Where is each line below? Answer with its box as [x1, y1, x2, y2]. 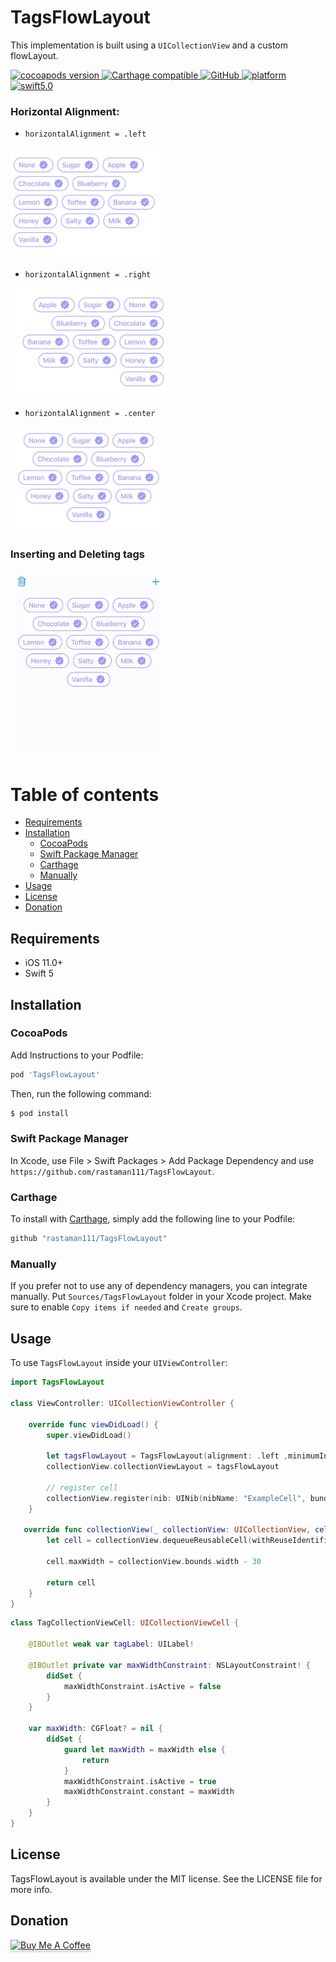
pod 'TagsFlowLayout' [10, 1069, 101, 1080]
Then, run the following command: [10, 1087, 152, 1100]
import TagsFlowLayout [10, 1377, 105, 1388]
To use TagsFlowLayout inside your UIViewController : [10, 1357, 228, 1369]
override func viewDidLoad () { [28, 1419, 159, 1430]
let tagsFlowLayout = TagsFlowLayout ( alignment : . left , [46, 1451, 288, 1461]
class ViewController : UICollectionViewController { [10, 1398, 235, 1408]
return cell [46, 1577, 97, 1588]
